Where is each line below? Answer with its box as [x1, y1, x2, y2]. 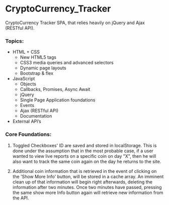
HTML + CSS [12, 49, 40, 55]
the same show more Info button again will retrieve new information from [12, 189, 163, 195]
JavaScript [12, 76, 35, 82]
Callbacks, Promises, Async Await [20, 86, 91, 92]
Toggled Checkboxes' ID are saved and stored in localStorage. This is [12, 142, 157, 148]
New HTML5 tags [20, 54, 57, 60]
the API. [12, 194, 29, 201]
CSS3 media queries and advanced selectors [20, 60, 114, 66]
